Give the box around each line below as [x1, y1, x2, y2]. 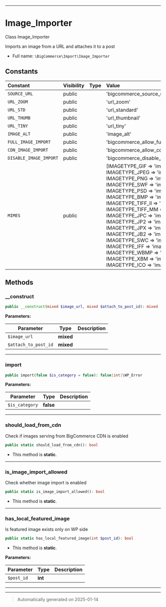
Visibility [63, 82, 85, 89]
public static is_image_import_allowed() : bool [5, 489, 105, 494]
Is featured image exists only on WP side [5, 526, 88, 532]
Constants [5, 67, 38, 76]
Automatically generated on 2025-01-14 [17, 597, 99, 602]
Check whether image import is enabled [5, 479, 86, 485]
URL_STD [7, 107, 26, 113]
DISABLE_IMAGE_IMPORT [7, 155, 58, 161]
